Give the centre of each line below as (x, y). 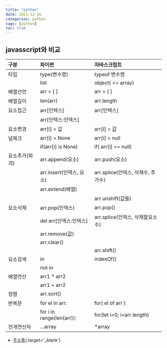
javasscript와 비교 (33, 49)
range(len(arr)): (58, 318)
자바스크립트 (108, 65)
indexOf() (106, 259)
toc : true (16, 28)
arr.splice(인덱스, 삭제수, (122, 172)
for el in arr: (54, 303)
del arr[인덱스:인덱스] (64, 220)
